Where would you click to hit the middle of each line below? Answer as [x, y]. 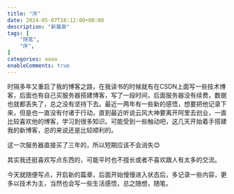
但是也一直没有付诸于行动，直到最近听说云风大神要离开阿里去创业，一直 [123, 112]
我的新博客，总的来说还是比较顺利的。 [62, 130]
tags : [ [18, 33]
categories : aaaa [32, 59]
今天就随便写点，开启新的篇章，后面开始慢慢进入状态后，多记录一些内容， [114, 174]
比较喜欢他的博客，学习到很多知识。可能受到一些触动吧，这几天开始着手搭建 [117, 121]
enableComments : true [39, 66]
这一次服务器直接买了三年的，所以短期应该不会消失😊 [84, 144]
